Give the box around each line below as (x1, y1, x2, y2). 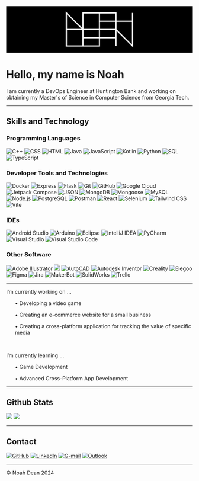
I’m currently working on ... (6, 288, 72, 295)
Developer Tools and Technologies (6, 169, 108, 177)
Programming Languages (6, 134, 81, 143)
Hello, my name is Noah (6, 68, 124, 82)
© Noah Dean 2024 (6, 469, 54, 476)
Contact (6, 437, 37, 447)
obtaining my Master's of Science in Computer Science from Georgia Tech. (6, 94, 190, 101)
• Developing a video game (14, 299, 82, 307)
